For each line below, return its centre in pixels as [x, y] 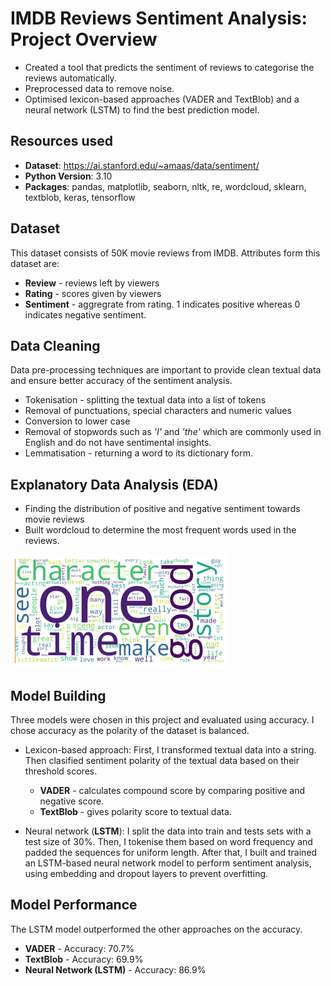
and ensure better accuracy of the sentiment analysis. [121, 381]
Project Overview [84, 39]
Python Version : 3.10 [68, 176]
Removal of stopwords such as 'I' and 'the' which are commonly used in [173, 432]
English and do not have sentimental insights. [118, 443]
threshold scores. [61, 771]
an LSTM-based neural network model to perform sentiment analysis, [168, 863]
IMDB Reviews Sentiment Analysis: [159, 18]
